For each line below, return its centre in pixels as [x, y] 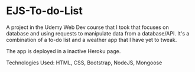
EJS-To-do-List [44, 11]
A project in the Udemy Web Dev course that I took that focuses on [88, 27]
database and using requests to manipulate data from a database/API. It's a [98, 33]
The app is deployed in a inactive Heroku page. [64, 51]
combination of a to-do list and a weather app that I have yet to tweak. [92, 40]
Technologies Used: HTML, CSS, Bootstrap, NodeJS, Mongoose [84, 63]
